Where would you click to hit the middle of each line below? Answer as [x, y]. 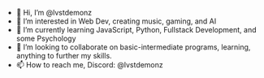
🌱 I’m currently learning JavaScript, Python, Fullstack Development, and [136, 30]
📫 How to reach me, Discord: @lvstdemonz [90, 65]
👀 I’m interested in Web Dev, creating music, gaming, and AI [116, 21]
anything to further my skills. [64, 56]
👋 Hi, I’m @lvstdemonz [54, 13]
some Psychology [46, 38]
